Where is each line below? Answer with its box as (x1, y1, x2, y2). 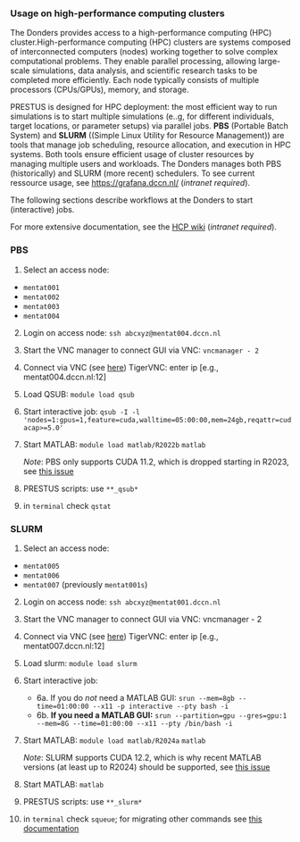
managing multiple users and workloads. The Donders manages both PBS (10, 159, 282, 170)
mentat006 (22, 571, 61, 580)
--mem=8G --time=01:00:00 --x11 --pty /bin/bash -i (36, 719, 233, 728)
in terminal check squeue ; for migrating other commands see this (22, 813, 262, 824)
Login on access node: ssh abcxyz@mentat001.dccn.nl (22, 596, 221, 607)
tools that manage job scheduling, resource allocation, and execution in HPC (10, 139, 291, 150)
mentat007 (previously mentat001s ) (22, 579, 148, 589)
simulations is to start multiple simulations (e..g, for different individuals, (10, 111, 275, 122)
